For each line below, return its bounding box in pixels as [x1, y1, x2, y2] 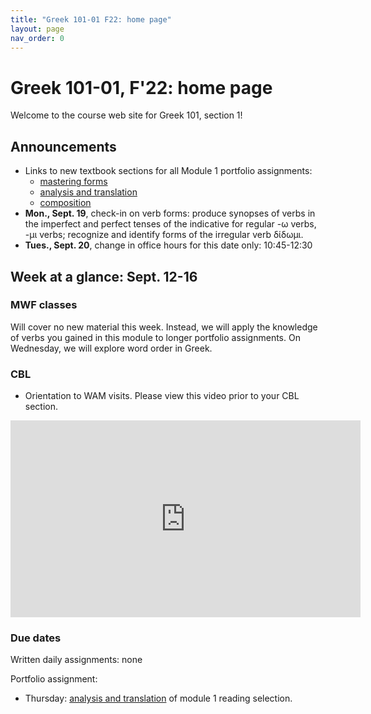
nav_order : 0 [10, 33, 65, 43]
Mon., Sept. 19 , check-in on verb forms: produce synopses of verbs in [24, 207, 316, 220]
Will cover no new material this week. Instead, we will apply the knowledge [10, 321, 318, 333]
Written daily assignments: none [10, 654, 143, 666]
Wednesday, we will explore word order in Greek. [10, 342, 213, 354]
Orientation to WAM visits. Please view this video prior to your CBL [24, 390, 300, 402]
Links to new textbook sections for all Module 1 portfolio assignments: [24, 165, 313, 177]
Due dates [10, 631, 62, 645]
